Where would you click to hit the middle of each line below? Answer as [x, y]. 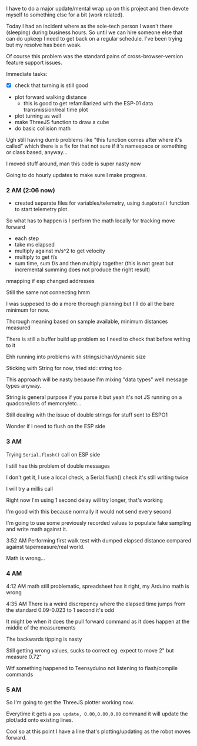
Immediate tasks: [27, 74]
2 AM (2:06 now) [31, 190]
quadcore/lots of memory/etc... [44, 404]
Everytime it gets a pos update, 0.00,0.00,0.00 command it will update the [97, 714]
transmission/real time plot [56, 110]
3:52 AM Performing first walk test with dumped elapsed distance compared [99, 540]
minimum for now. [28, 310]
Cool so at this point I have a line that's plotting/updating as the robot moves [98, 731]
